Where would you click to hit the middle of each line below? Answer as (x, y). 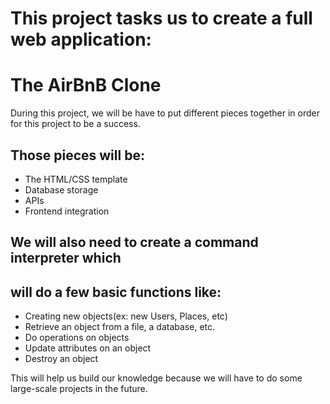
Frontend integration (67, 211)
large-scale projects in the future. (79, 389)
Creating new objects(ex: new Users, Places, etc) (126, 316)
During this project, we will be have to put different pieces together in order (165, 113)
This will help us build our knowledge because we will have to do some (156, 378)
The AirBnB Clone (86, 85)
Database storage (61, 189)
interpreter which (66, 258)
